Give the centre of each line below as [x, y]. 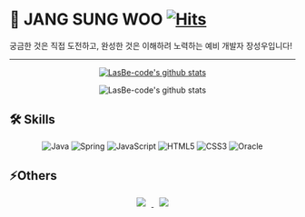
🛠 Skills [33, 119]
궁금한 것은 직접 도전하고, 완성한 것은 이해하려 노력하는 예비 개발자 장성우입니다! [151, 45]
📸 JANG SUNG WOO [86, 20]
